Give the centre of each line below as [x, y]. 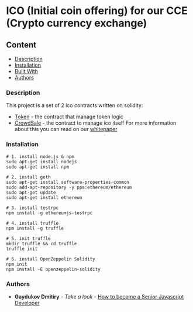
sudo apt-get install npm [37, 167]
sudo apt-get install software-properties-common [68, 182]
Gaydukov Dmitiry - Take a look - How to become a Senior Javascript [99, 296]
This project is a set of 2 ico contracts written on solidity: [75, 105]
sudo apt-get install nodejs [42, 162]
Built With [26, 71]
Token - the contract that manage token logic [69, 117]
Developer [27, 303]
